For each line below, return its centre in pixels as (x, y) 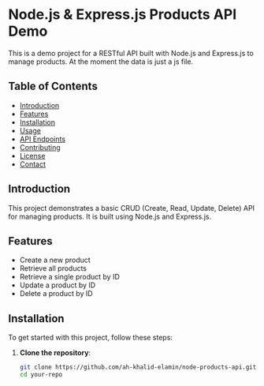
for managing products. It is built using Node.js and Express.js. (110, 216)
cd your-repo (41, 375)
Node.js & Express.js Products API (123, 15)
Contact (32, 164)
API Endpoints (42, 139)
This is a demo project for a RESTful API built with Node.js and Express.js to (131, 53)
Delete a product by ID (56, 294)
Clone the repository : (55, 353)
